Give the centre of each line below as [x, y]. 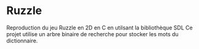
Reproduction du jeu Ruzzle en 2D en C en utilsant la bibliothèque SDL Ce [99, 28]
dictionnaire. [22, 40]
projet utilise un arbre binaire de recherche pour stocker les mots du [93, 34]
